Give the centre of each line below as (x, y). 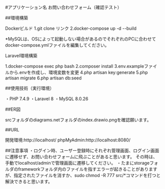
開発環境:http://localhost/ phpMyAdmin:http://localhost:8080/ (68, 140)
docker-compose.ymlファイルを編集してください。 (57, 45)
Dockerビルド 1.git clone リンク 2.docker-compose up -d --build (71, 28)
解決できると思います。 (29, 182)
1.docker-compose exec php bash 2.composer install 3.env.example (75, 66)
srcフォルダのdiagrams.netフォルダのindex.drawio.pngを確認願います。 (78, 120)
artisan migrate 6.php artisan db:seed (43, 78)
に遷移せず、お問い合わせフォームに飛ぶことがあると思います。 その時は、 (81, 157)
